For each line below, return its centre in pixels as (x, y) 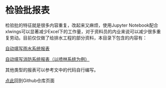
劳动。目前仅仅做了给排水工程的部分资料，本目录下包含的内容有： (78, 38)
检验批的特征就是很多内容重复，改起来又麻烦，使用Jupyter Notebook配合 (82, 25)
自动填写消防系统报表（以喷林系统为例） (47, 59)
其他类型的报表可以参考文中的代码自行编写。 (52, 70)
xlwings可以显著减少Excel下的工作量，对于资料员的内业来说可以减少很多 (81, 31)
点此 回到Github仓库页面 (30, 80)
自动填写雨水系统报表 (27, 48)
